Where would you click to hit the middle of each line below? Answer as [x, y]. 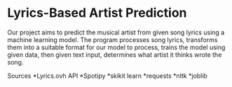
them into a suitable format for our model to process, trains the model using [116, 47]
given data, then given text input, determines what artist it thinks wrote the [115, 55]
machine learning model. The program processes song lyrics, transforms [112, 39]
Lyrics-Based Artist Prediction [97, 13]
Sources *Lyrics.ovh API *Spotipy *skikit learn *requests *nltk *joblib [108, 76]
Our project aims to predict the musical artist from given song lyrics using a [116, 32]
